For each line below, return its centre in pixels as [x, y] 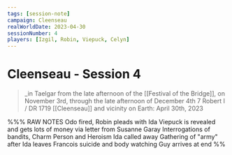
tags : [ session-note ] [39, 14]
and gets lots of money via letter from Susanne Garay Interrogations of [109, 129]
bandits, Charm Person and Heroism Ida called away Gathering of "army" [113, 137]
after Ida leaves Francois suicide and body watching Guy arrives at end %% [116, 145]
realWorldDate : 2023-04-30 [46, 27]
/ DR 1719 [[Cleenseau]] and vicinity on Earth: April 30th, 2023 [114, 108]
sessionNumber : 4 [32, 33]
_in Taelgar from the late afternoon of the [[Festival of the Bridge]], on [125, 94]
